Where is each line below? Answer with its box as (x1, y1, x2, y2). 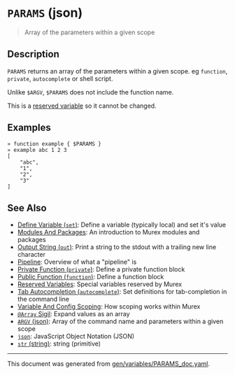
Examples (7, 122, 51, 134)
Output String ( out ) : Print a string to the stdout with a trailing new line (17, 243, 217, 251)
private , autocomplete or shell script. (7, 74, 113, 83)
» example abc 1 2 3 (7, 146, 68, 153)
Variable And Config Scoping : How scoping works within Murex (17, 302, 201, 311)
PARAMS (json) (7, 5, 83, 21)
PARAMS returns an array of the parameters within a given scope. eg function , (7, 66, 228, 75)
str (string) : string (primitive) (17, 339, 101, 348)
